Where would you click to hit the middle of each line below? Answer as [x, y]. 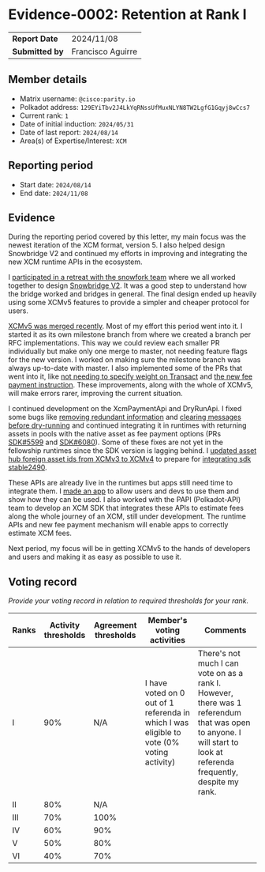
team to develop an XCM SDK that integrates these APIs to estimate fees [126, 508]
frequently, [218, 772]
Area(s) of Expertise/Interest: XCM [73, 141]
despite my [218, 782]
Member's [168, 621]
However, [216, 693]
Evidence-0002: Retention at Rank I [127, 15]
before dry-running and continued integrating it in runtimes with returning [127, 425]
